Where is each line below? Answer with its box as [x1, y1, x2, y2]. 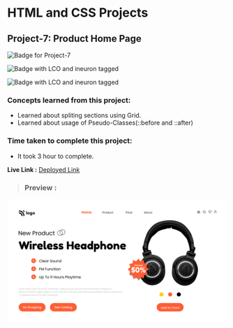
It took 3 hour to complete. [17, 152, 94, 160]
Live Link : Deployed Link [7, 165, 80, 173]
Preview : [24, 182, 57, 192]
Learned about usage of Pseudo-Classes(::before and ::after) [17, 118, 194, 127]
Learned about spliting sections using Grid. [17, 111, 142, 120]
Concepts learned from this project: [7, 95, 131, 105]
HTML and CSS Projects [7, 5, 149, 21]
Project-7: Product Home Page [7, 33, 142, 45]
